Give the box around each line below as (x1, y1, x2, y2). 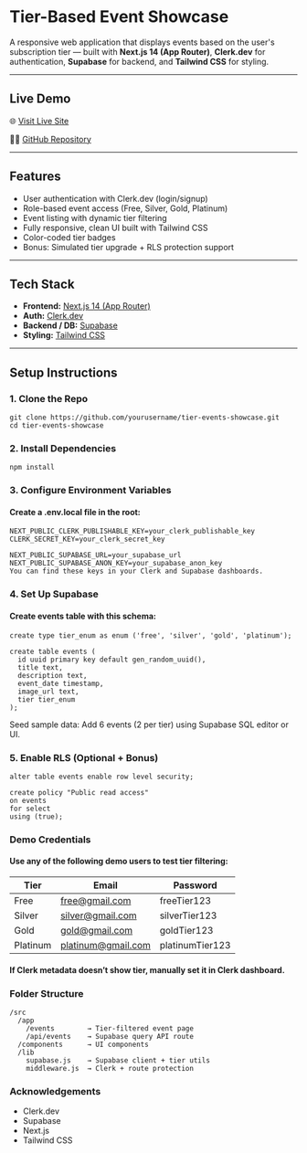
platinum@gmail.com (60, 939, 151, 952)
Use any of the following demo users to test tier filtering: (9, 856, 228, 867)
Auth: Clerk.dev (22, 311, 84, 322)
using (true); (9, 811, 64, 821)
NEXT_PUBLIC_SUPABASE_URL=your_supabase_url (9, 551, 182, 560)
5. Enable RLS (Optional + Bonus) (9, 751, 159, 764)
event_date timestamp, (17, 679, 104, 688)
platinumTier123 (159, 939, 231, 952)
